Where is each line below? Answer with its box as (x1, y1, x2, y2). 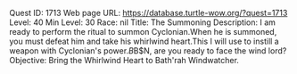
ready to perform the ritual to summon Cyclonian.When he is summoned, (9, 27, 277, 37)
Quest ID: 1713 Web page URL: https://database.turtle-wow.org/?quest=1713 (9, 8, 288, 18)
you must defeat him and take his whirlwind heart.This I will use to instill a (9, 36, 279, 46)
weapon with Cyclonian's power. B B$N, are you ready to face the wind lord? (9, 45, 287, 56)
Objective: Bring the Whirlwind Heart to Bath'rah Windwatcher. (9, 55, 239, 65)
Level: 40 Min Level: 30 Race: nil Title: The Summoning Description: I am (9, 17, 276, 28)
